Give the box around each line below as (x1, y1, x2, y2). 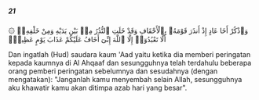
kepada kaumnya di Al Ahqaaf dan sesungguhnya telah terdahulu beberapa (8, 58, 252, 67)
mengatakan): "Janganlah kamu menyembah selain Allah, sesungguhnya (8, 74, 243, 84)
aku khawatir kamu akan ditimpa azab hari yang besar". (8, 83, 188, 92)
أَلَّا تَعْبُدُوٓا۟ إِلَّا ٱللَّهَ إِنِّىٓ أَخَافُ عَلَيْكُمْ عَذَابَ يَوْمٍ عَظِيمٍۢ (8, 34, 166, 44)
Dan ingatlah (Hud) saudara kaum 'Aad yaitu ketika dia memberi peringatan (8, 49, 251, 59)
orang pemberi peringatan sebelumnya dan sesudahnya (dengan (8, 66, 218, 76)
